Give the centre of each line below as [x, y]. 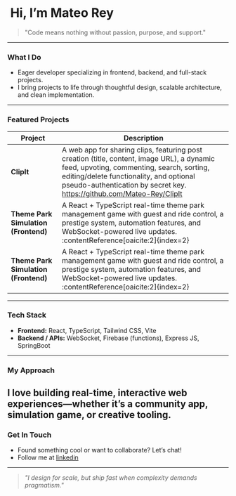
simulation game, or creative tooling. [90, 415]
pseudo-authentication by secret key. [124, 185]
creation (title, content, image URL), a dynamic [139, 158]
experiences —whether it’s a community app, [108, 404]
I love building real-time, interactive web [97, 393]
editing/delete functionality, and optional [129, 176]
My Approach [31, 370]
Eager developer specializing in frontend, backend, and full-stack [112, 72]
